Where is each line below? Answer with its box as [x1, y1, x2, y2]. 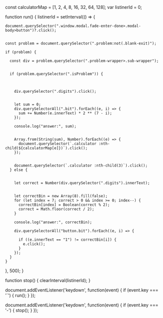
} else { [9, 167, 28, 172]
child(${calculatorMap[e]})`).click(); [5, 146, 88, 151]
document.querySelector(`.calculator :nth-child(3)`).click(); [14, 163, 148, 168]
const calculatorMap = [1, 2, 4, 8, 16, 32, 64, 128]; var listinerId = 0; [5, 4, 143, 10]
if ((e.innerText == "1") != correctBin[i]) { [18, 237, 117, 242]
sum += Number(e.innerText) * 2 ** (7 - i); [18, 111, 112, 116]
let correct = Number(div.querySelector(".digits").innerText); [14, 180, 150, 185]
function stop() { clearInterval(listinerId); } [5, 278, 91, 283]
